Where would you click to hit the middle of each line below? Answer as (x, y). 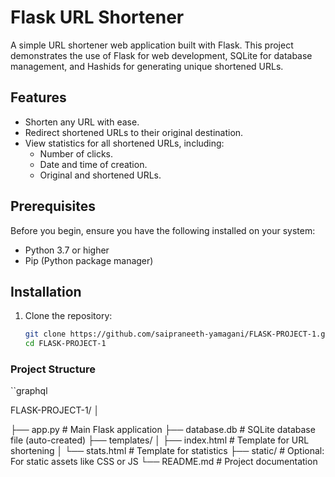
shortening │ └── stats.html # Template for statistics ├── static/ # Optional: (167, 451)
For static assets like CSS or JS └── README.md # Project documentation (164, 462)
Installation (46, 291)
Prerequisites (53, 206)
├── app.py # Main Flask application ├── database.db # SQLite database (163, 430)
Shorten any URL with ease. (82, 122)
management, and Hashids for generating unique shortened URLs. (147, 66)
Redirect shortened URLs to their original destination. (134, 132)
